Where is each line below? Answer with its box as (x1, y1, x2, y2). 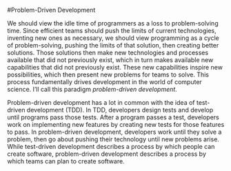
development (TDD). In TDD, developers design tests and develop (26, 106, 214, 114)
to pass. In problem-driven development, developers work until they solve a (7, 128, 222, 136)
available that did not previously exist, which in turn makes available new (7, 56, 214, 64)
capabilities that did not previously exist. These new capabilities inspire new (7, 63, 223, 71)
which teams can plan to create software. (7, 157, 125, 165)
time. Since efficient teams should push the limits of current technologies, (7, 27, 217, 34)
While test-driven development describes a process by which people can (7, 143, 215, 150)
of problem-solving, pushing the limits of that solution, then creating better (7, 41, 219, 49)
